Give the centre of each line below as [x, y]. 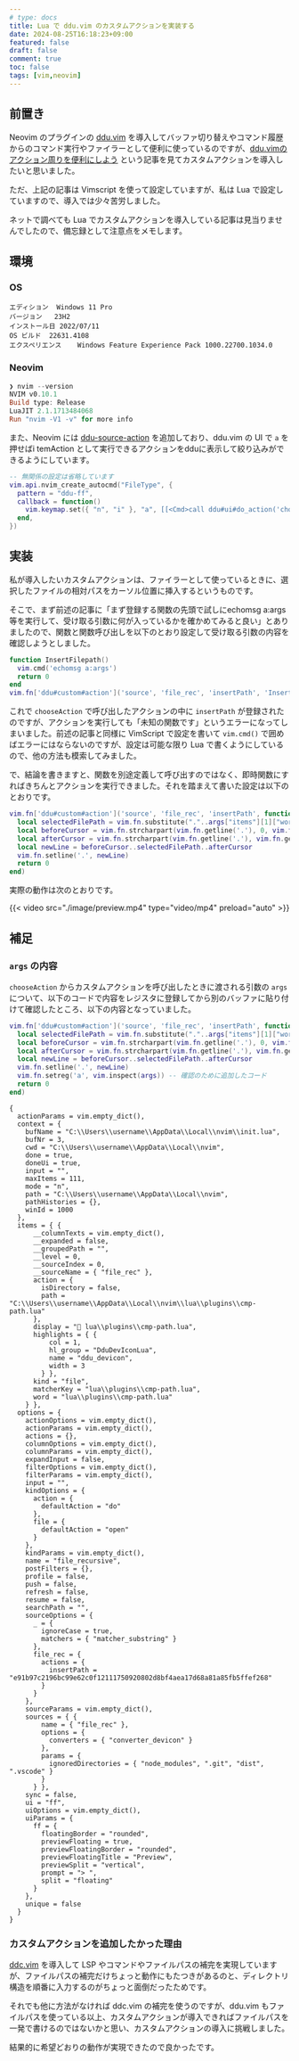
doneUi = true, [53, 1163]
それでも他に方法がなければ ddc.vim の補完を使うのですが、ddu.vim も [139, 2006]
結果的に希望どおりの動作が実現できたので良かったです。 [114, 2048]
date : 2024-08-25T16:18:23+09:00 [71, 34]
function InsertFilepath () [59, 660]
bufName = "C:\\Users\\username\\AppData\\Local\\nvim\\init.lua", [153, 1132]
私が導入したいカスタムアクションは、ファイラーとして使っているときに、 [145, 579]
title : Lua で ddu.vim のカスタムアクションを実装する [102, 26]
